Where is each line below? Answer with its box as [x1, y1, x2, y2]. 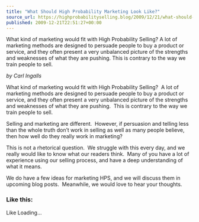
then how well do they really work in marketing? [6, 133, 123, 140]
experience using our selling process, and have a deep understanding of [6, 157, 184, 164]
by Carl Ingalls [6, 72, 42, 80]
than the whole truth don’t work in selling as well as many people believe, [6, 126, 185, 133]
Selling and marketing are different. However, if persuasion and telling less [6, 120, 189, 128]
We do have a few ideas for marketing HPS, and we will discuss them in [6, 175, 181, 182]
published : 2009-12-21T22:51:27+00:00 [6, 19, 102, 25]
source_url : [6, 14, 36, 20]
